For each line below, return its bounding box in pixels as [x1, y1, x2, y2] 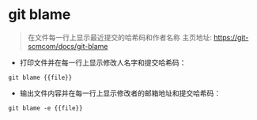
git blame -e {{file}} [8, 104, 83, 112]
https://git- [213, 32, 249, 42]
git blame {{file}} [8, 73, 73, 81]
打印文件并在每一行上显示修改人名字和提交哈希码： [19, 58, 187, 67]
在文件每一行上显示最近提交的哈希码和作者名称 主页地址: [27, 32, 212, 42]
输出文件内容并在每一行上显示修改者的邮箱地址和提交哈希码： [19, 88, 221, 98]
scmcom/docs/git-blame [27, 41, 108, 51]
